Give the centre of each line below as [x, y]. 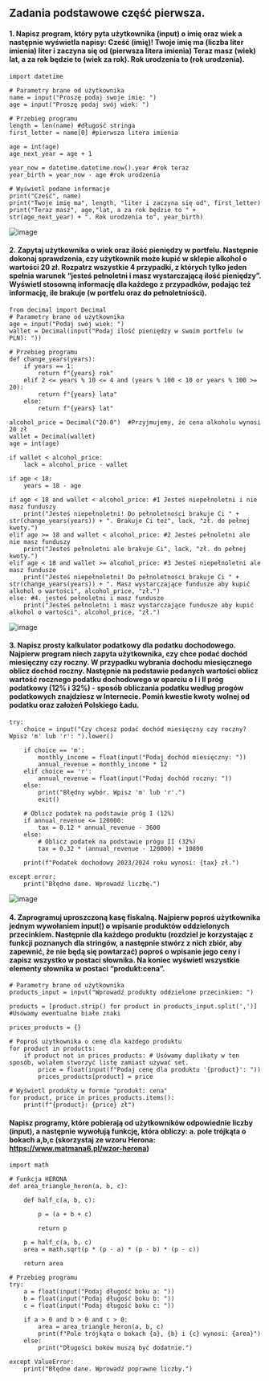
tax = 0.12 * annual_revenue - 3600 [99, 827]
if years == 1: [49, 366]
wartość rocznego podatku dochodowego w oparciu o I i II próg [116, 680]
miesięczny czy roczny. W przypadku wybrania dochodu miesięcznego [130, 663]
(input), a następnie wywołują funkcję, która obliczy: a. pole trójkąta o [128, 1131]
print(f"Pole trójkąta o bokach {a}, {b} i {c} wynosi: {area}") [150, 1334]
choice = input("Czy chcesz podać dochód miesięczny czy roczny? [135, 729]
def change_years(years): [52, 359]
